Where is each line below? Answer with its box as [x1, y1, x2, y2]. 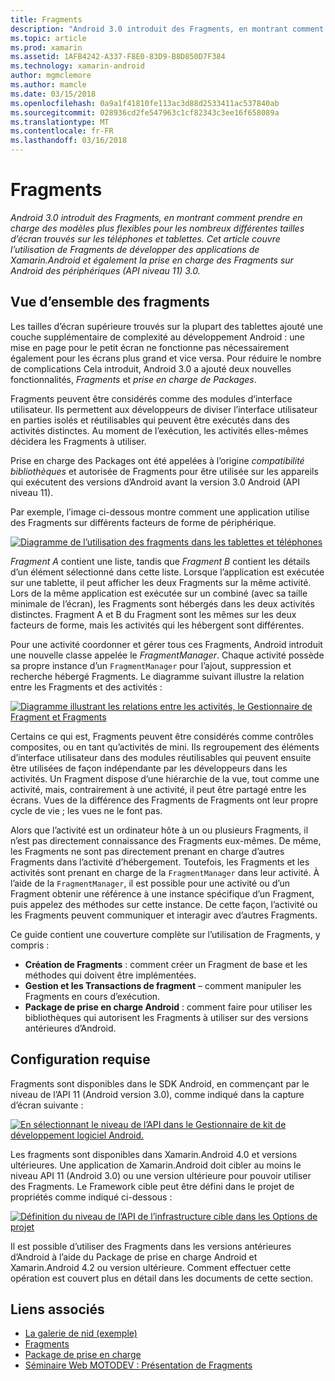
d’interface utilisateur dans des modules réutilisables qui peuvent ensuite [10, 751, 312, 763]
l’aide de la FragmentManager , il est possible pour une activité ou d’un [10, 877, 290, 889]
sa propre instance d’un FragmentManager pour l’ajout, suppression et [10, 659, 292, 671]
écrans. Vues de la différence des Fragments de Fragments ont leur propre [10, 794, 319, 806]
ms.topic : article [10, 33, 87, 43]
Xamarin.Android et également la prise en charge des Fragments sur [10, 254, 294, 266]
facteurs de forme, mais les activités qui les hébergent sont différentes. [10, 619, 305, 631]
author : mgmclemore [10, 71, 92, 81]
